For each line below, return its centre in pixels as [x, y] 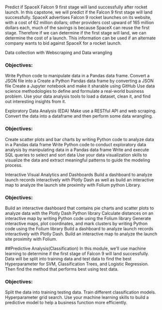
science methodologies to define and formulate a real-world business [74, 91]
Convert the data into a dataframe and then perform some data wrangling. [79, 116]
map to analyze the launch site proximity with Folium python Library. [73, 185]
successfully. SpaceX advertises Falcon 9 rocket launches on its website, [78, 17]
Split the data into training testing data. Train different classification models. [81, 292]
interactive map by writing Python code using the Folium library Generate [78, 218]
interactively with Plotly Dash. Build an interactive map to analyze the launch [81, 234]
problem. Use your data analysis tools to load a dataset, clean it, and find [78, 96]
